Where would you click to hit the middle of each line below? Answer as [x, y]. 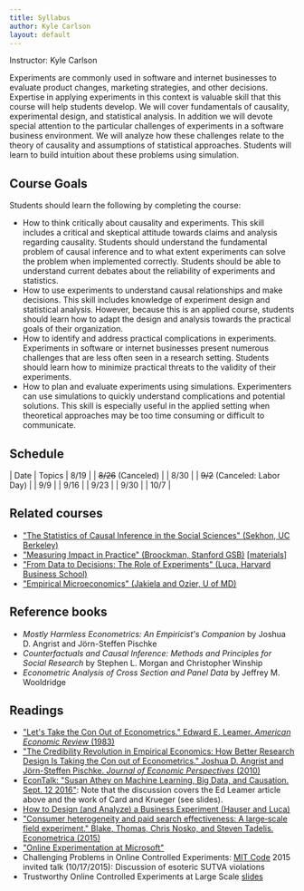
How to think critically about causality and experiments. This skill [143, 223]
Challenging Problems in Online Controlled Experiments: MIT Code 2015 [157, 857]
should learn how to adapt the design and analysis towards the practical [157, 319]
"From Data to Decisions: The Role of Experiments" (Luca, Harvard [147, 564]
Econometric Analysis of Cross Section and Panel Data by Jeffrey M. [151, 673]
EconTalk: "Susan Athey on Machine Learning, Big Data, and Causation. [156, 780]
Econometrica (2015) [62, 838]
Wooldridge [44, 682]
